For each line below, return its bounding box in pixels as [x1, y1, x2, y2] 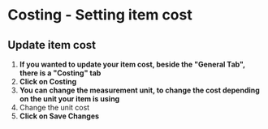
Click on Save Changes [19, 111, 99, 121]
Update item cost [7, 38, 97, 52]
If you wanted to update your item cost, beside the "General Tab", [19, 59, 245, 69]
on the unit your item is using [19, 94, 120, 103]
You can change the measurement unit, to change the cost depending [19, 85, 261, 95]
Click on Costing [19, 77, 77, 86]
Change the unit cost [19, 103, 90, 112]
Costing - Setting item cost [7, 6, 192, 24]
